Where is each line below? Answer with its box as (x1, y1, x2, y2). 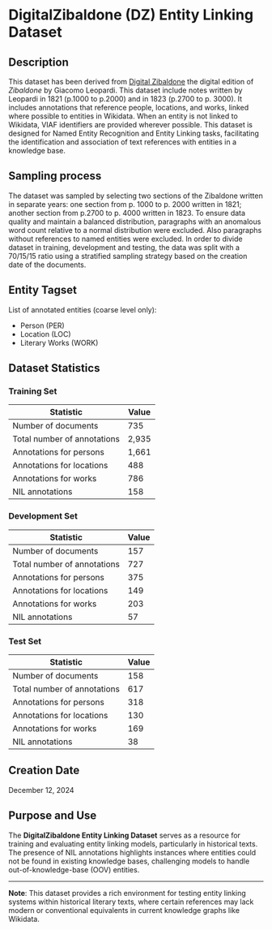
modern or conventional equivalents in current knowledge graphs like (8, 905, 240, 915)
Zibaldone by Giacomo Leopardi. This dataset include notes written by (8, 85, 243, 95)
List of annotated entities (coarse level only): (8, 304, 157, 314)
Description (8, 55, 69, 69)
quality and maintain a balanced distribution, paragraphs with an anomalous (8, 217, 261, 226)
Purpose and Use (8, 809, 97, 823)
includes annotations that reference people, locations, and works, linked (8, 103, 249, 112)
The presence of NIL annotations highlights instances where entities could (8, 847, 257, 857)
